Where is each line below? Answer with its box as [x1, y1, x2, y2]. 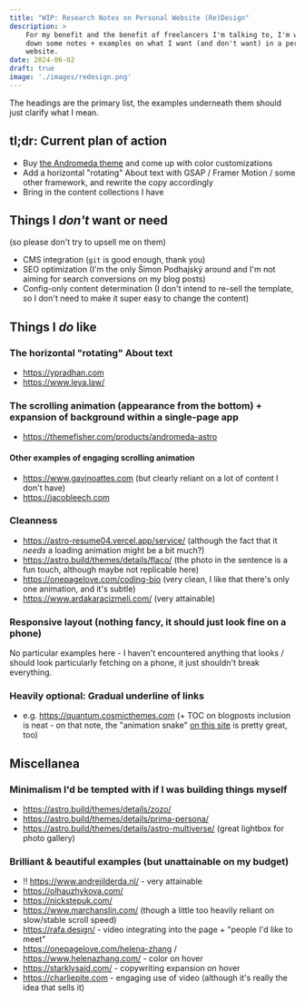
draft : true [9, 64, 54, 74]
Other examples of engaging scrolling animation [9, 451, 195, 463]
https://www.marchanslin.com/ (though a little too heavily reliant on [22, 905, 275, 916]
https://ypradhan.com [22, 367, 104, 378]
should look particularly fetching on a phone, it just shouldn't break [9, 658, 261, 669]
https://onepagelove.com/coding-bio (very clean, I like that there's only [22, 573, 290, 584]
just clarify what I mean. [9, 106, 100, 118]
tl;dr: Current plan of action [9, 134, 168, 149]
